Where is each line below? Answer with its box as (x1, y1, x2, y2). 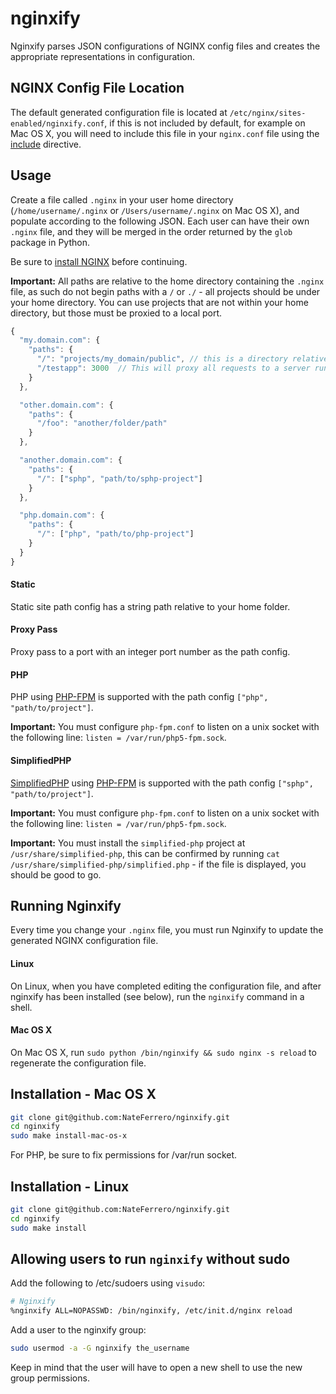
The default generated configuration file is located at (10, 106, 228, 118)
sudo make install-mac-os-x (10, 1131, 128, 1141)
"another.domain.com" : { (19, 455, 123, 466)
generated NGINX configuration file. (10, 935, 159, 947)
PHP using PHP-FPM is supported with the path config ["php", (10, 691, 269, 703)
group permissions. (10, 1372, 90, 1384)
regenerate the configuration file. (10, 1057, 147, 1069)
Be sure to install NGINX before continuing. (10, 255, 188, 267)
